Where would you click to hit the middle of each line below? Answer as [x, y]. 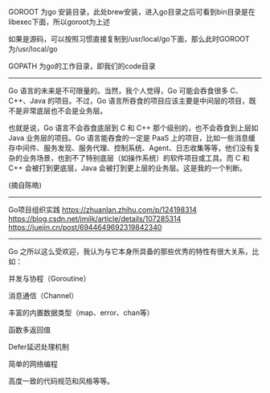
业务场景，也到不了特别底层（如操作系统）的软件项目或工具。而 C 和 [136, 158]
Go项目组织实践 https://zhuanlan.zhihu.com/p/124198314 [102, 210]
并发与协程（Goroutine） [49, 278]
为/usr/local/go [33, 49]
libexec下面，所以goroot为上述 [59, 22]
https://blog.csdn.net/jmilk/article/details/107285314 [95, 219]
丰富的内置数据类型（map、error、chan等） [81, 313]
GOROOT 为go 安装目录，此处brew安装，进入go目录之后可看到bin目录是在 [132, 12]
